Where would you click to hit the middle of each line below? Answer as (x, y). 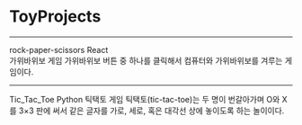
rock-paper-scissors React (59, 49)
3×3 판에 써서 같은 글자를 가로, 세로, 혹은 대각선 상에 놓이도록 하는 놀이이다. (151, 111)
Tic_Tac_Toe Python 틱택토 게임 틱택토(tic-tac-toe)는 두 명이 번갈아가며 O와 (145, 99)
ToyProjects (55, 17)
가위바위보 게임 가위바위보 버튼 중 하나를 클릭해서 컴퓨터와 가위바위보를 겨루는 (146, 60)
